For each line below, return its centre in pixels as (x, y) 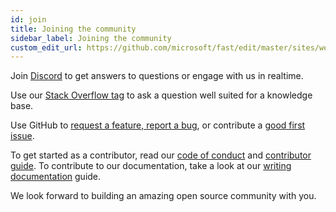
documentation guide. (56, 177)
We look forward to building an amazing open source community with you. (163, 196)
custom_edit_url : (46, 47)
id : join (28, 19)
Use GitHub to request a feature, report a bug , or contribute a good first (158, 125)
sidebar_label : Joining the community (91, 38)
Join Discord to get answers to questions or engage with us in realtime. (157, 76)
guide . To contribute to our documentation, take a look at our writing (151, 166)
